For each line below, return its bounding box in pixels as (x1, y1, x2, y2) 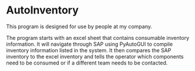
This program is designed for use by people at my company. (6, 23, 152, 30)
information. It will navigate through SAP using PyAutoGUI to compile (6, 40, 173, 48)
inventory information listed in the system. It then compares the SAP (6, 46, 171, 53)
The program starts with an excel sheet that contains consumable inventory (6, 34, 190, 41)
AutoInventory (6, 4, 79, 17)
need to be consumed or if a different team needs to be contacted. (6, 59, 168, 66)
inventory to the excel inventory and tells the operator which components (6, 53, 184, 60)
